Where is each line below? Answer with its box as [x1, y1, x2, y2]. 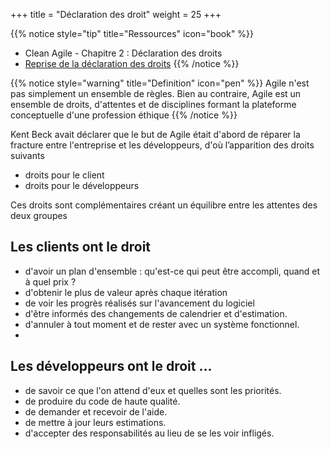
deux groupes [10, 210, 68, 221]
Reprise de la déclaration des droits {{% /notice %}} [24, 58, 240, 69]
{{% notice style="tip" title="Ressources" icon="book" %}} [10, 28, 255, 39]
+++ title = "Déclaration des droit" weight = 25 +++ [10, 9, 222, 20]
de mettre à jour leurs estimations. [24, 416, 167, 428]
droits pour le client [24, 169, 105, 181]
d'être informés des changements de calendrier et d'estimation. [24, 307, 288, 319]
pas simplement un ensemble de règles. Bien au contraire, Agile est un [10, 88, 302, 99]
